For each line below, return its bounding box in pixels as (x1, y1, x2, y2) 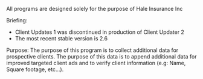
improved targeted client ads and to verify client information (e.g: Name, (6, 60, 186, 66)
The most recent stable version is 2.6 (14, 35, 108, 42)
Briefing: (6, 17, 28, 24)
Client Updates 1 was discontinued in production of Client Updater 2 (14, 28, 184, 36)
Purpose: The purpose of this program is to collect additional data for (6, 46, 179, 54)
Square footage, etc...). (6, 66, 64, 73)
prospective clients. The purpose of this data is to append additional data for (6, 53, 197, 60)
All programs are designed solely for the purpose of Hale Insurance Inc (6, 5, 183, 12)
